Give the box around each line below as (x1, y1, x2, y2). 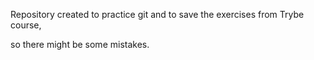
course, (10, 19, 42, 31)
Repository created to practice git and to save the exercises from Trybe (10, 9, 305, 20)
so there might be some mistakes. (10, 39, 150, 50)
